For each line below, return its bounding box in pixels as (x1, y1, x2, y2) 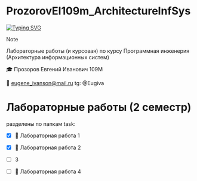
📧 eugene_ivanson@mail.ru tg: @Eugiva (6, 79, 104, 86)
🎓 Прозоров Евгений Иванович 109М (6, 65, 103, 73)
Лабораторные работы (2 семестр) (6, 101, 192, 114)
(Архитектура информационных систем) (6, 53, 109, 61)
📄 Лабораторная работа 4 (14, 168, 82, 175)
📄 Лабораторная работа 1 (14, 132, 80, 139)
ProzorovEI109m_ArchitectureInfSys (6, 4, 191, 18)
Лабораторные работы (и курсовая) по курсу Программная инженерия (6, 47, 190, 55)
